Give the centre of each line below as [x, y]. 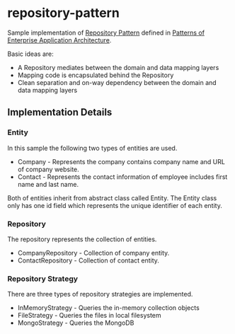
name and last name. [48, 184]
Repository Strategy [43, 279]
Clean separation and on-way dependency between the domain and [117, 82]
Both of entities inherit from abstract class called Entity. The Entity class [112, 198]
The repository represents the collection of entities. [82, 239]
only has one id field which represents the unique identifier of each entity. [115, 205]
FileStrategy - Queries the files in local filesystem [89, 316]
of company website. [48, 169]
